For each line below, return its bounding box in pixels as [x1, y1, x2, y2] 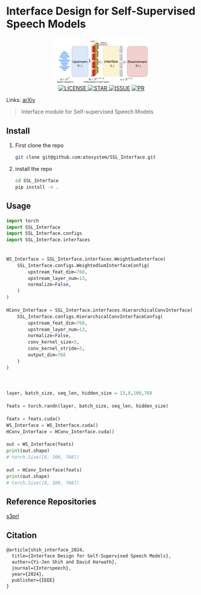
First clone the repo [14, 142, 64, 149]
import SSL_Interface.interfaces [6, 237, 91, 243]
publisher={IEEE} [11, 577, 56, 583]
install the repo [14, 165, 53, 173]
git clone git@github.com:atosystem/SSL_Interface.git [14, 155, 156, 161]
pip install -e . [14, 184, 59, 190]
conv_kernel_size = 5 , [28, 339, 80, 345]
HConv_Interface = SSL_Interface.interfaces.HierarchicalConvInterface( [6, 307, 193, 313]
